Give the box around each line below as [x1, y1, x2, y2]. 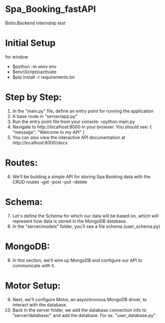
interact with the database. [12, 302, 68, 308]
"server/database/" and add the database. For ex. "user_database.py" [12, 312, 156, 318]
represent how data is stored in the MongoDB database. [12, 218, 127, 224]
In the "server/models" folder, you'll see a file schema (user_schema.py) [12, 223, 161, 229]
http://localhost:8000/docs [12, 139, 68, 145]
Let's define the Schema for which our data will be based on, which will [12, 213, 159, 218]
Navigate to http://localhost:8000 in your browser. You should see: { [12, 123, 152, 130]
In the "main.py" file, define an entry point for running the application [12, 108, 154, 114]
